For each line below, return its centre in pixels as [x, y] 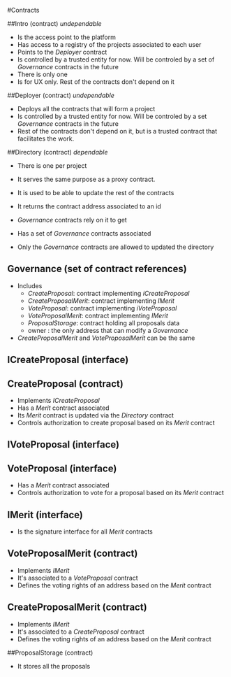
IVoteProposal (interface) [64, 444]
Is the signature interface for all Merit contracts [85, 532]
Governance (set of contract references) [97, 269]
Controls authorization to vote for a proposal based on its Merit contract [121, 493]
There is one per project [52, 166]
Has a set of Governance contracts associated [84, 233]
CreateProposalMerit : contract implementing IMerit [101, 301]
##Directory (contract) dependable [58, 152]
